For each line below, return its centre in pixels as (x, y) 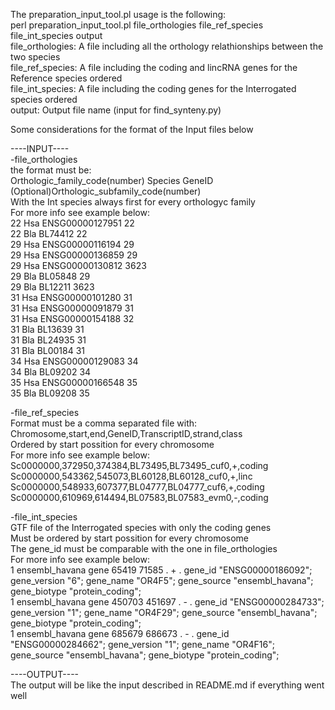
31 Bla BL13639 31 (47, 329)
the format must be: (51, 170)
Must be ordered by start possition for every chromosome (129, 538)
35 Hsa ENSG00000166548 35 (74, 382)
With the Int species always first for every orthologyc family (133, 202)
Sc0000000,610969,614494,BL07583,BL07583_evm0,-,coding (139, 497)
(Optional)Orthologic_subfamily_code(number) (106, 191)
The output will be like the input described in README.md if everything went (167, 685)
